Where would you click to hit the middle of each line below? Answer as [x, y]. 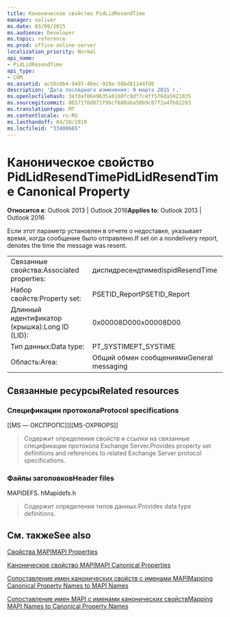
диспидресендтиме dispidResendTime [155, 270]
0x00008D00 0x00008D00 [137, 323]
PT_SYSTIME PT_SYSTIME [134, 347]
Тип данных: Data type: [48, 347]
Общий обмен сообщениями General [153, 358]
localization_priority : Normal [52, 52]
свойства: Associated [45, 270]
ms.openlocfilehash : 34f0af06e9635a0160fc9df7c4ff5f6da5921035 [99, 97]
